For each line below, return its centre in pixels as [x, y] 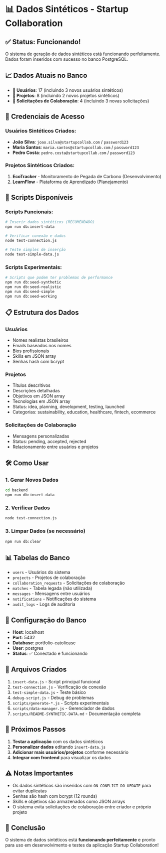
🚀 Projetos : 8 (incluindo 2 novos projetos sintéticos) [66, 95]
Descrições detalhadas [36, 391]
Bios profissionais [31, 351]
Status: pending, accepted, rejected [49, 441]
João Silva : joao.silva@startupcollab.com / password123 [70, 142]
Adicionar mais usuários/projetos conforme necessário [70, 752]
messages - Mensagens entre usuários [51, 594]
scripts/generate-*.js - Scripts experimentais [60, 703]
